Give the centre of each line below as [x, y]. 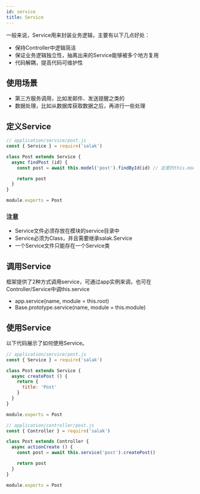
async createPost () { [40, 376]
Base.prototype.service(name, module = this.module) [80, 308]
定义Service [29, 126]
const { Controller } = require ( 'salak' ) [58, 431]
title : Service [25, 17]
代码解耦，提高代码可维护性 [49, 62]
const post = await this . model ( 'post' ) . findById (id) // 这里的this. [102, 168]
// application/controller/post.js [50, 425]
